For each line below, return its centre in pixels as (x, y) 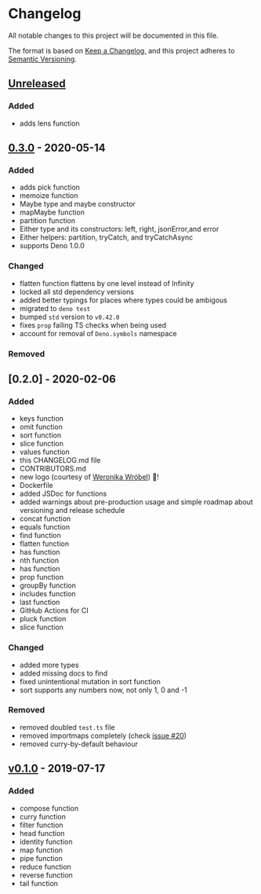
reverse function (46, 875)
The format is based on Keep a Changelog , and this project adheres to (121, 50)
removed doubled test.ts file (67, 727)
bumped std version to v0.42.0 (69, 317)
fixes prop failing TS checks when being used (93, 325)
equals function (45, 527)
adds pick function (50, 187)
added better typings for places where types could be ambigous (123, 300)
